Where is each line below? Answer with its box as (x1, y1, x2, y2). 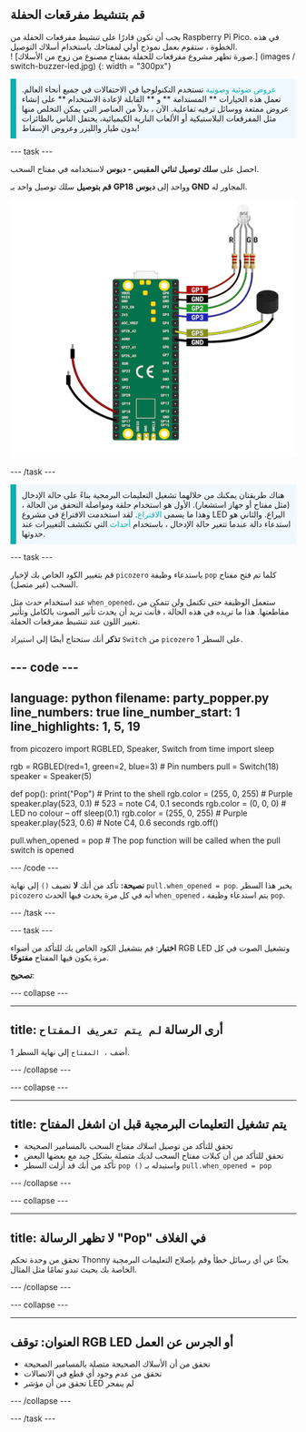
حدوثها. (22, 528, 46, 539)
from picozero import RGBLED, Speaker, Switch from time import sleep (10, 743, 275, 754)
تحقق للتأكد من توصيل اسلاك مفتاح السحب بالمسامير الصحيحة (23, 1141, 234, 1152)
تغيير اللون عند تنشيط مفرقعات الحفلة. (10, 615, 141, 626)
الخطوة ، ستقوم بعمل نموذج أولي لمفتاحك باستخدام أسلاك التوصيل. (10, 41, 238, 52)
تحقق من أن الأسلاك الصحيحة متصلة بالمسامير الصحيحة (23, 1358, 211, 1369)
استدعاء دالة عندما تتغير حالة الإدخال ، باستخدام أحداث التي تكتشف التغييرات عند (22, 518, 291, 529)
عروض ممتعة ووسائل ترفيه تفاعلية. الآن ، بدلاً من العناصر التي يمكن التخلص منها (22, 103, 290, 114)
